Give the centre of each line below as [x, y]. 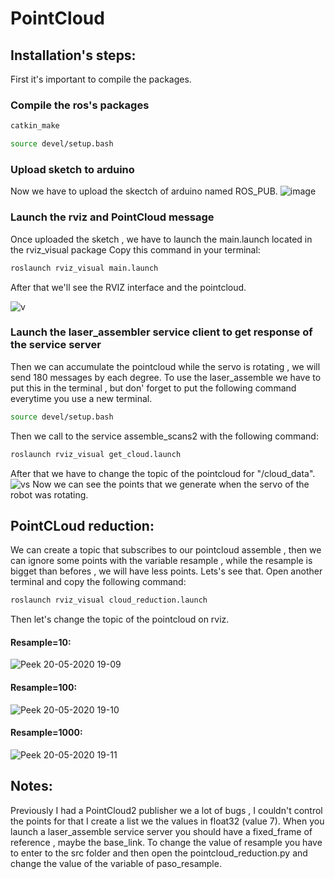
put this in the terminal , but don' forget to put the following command [153, 388]
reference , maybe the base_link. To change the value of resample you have [166, 842]
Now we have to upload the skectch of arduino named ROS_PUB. [144, 191]
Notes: [31, 786]
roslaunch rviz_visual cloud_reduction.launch [109, 600]
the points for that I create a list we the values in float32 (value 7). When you [167, 821]
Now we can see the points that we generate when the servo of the [171, 484]
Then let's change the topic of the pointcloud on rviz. [120, 619]
